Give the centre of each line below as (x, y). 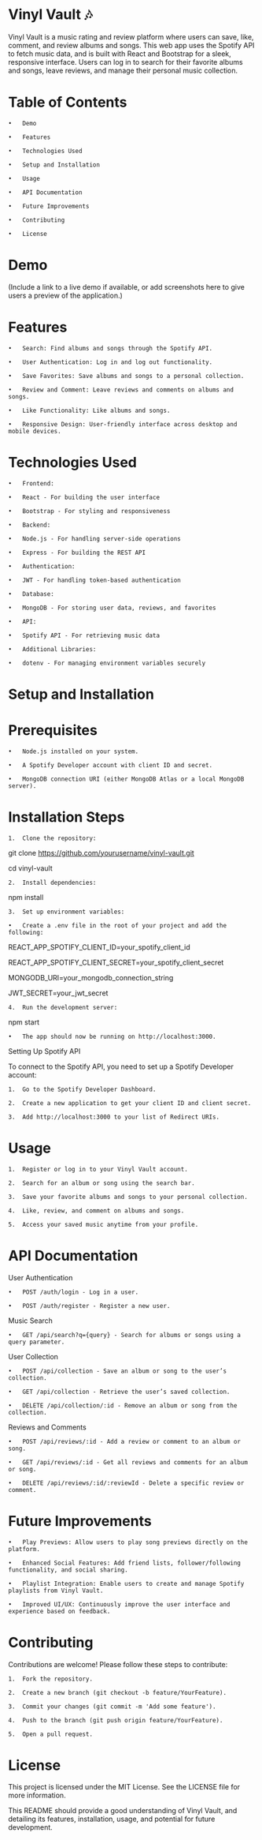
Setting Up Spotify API (44, 1051)
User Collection (33, 1356)
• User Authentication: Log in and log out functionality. (111, 362)
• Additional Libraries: (52, 649)
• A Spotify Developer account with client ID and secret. (111, 765)
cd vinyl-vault (30, 868)
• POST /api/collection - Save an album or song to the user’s (117, 1371)
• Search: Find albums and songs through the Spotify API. (111, 348)
